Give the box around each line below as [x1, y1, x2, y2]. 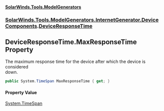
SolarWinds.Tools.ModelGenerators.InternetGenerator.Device [5, 16, 159, 23]
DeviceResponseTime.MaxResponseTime [5, 38, 137, 46]
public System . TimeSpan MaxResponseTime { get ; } [5, 79, 110, 84]
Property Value [5, 89, 37, 95]
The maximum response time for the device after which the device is [5, 58, 146, 64]
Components [5, 22, 37, 29]
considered [5, 64, 28, 70]
